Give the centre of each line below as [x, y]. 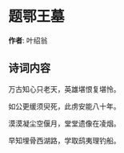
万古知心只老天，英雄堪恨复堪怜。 [64, 89]
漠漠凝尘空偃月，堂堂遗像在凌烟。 [64, 123]
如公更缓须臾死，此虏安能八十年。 [64, 106]
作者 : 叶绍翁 [28, 40]
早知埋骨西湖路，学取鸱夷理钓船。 [64, 140]
